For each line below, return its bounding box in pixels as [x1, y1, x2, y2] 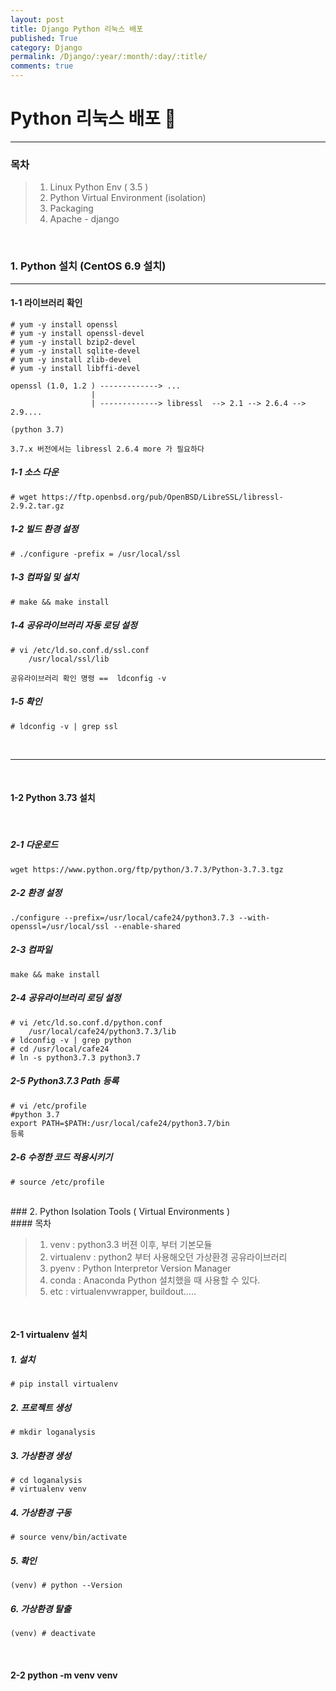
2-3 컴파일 [10, 944, 53, 956]
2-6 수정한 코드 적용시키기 [10, 1151, 113, 1163]
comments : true [10, 61, 74, 71]
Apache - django [49, 213, 120, 225]
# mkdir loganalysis [10, 1427, 97, 1438]
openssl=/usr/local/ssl [10, 921, 110, 931]
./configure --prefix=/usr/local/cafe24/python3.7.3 [10, 912, 235, 923]
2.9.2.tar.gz [10, 501, 65, 511]
